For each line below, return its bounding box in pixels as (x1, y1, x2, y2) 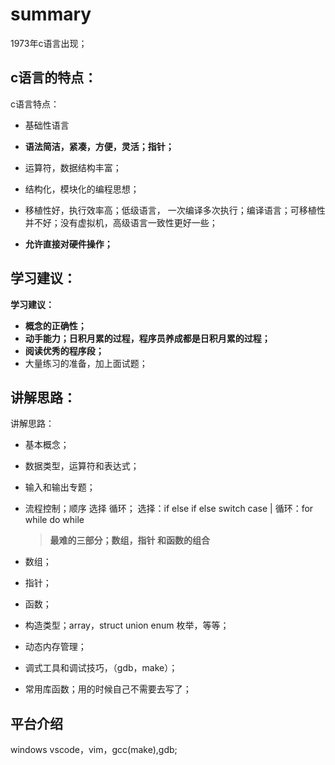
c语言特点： (10, 98, 60, 110)
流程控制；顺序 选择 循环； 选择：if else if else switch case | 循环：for (24, 503, 314, 515)
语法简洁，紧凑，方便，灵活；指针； (24, 140, 175, 152)
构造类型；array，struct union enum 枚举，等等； (24, 619, 230, 632)
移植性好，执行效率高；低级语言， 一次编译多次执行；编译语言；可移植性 (24, 204, 326, 216)
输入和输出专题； (24, 481, 96, 493)
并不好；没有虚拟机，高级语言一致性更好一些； (24, 216, 218, 228)
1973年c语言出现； (10, 37, 88, 49)
